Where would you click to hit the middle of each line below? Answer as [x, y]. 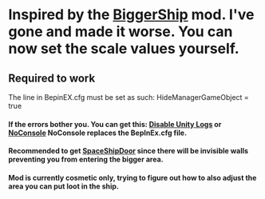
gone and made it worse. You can [121, 32]
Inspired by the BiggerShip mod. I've [131, 15]
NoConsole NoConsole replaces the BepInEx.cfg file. [98, 133]
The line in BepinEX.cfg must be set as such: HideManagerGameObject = [129, 97]
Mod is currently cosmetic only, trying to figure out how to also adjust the [132, 177]
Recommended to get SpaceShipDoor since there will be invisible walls [129, 151]
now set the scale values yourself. [124, 49]
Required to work [52, 78]
